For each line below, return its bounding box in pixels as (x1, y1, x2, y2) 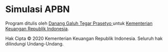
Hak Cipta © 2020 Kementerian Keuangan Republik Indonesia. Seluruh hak (5, 35, 163, 41)
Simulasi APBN (5, 4, 70, 15)
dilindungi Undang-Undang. (5, 40, 64, 46)
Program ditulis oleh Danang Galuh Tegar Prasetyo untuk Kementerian (5, 20, 153, 26)
